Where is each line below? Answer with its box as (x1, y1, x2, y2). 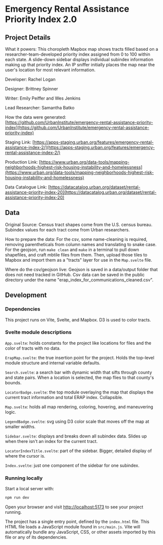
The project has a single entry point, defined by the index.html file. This (5, 519, 150, 524)
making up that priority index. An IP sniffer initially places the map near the (5, 62, 155, 67)
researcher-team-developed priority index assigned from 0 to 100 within (5, 51, 150, 57)
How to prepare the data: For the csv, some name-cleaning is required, (5, 236, 148, 242)
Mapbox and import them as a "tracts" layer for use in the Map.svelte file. (5, 257, 152, 263)
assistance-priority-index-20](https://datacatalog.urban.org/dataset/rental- (5, 189, 157, 195)
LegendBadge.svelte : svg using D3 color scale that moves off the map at (5, 419, 150, 424)
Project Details (5, 33, 51, 42)
